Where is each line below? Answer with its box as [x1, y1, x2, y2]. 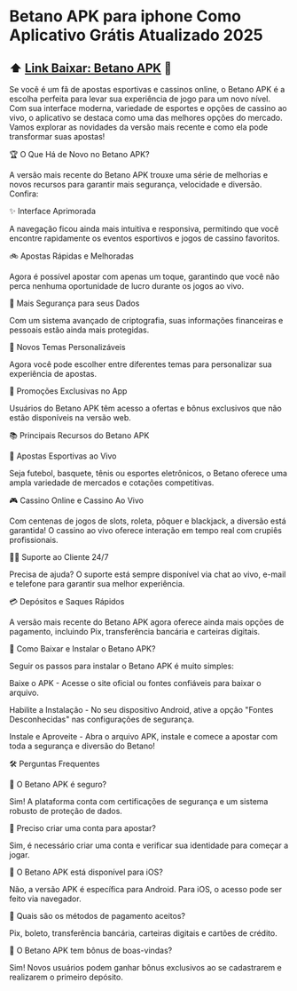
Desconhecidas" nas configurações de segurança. [9, 714, 195, 724]
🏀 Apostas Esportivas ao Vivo [9, 451, 117, 461]
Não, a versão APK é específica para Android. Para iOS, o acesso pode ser [9, 884, 282, 894]
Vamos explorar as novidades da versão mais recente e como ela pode [9, 122, 269, 132]
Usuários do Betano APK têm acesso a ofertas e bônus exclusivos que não [9, 403, 282, 413]
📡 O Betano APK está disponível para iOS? [9, 867, 164, 877]
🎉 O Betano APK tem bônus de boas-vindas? [9, 945, 173, 955]
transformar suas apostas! [9, 132, 106, 141]
